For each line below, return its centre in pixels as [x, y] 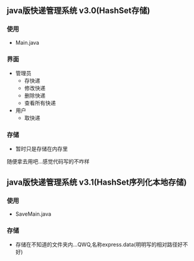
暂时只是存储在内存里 [41, 149]
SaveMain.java [33, 214]
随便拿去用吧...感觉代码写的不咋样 [48, 161]
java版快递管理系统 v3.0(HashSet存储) [79, 11]
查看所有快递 [40, 102]
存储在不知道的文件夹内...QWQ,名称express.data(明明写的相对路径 [96, 245]
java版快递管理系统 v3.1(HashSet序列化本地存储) [97, 182]
